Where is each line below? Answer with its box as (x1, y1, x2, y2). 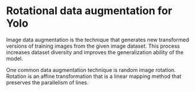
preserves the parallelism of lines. (6, 78, 89, 86)
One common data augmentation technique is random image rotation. (6, 66, 176, 73)
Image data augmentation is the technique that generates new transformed (6, 36, 190, 43)
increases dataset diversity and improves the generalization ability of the (6, 48, 184, 55)
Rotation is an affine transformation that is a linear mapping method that (6, 73, 182, 80)
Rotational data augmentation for (6, 4, 172, 18)
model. (6, 55, 23, 62)
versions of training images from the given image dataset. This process (6, 42, 180, 50)
